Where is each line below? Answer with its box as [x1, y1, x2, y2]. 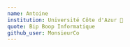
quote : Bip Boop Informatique [7, 23, 96, 30]
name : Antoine [7, 10, 49, 17]
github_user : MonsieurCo [7, 29, 80, 37]
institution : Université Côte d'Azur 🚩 [7, 17, 124, 23]
